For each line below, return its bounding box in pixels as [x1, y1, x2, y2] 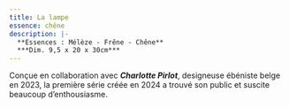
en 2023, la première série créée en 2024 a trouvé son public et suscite [9, 80, 270, 90]
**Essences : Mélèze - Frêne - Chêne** [17, 37, 164, 47]
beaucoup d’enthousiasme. [9, 89, 108, 100]
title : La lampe [9, 12, 69, 22]
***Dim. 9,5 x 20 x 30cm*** [17, 46, 121, 55]
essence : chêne [9, 21, 65, 30]
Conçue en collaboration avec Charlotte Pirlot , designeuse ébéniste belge [9, 70, 281, 81]
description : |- [9, 29, 69, 38]
